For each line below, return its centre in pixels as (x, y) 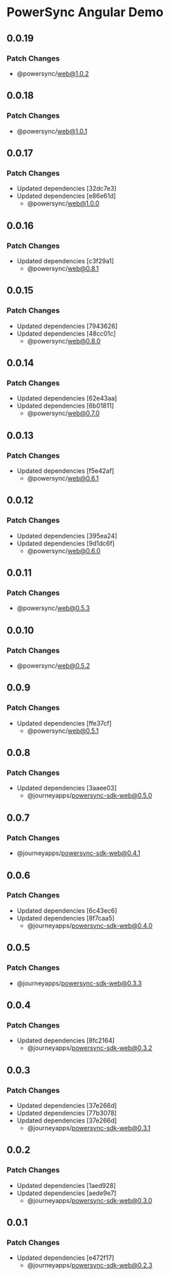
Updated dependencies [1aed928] (66, 1185)
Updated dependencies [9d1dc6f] (66, 543)
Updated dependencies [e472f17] (65, 1258)
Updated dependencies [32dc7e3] (66, 189)
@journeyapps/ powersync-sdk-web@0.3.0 (90, 1200)
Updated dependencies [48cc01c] (66, 333)
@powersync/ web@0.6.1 (63, 478)
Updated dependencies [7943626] (67, 326)
